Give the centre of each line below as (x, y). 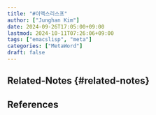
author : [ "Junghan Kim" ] (43, 20)
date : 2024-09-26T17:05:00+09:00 (56, 26)
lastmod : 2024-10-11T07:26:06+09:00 (61, 33)
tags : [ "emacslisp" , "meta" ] (50, 40)
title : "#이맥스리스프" (37, 14)
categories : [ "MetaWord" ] (45, 46)
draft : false (26, 53)
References (33, 104)
